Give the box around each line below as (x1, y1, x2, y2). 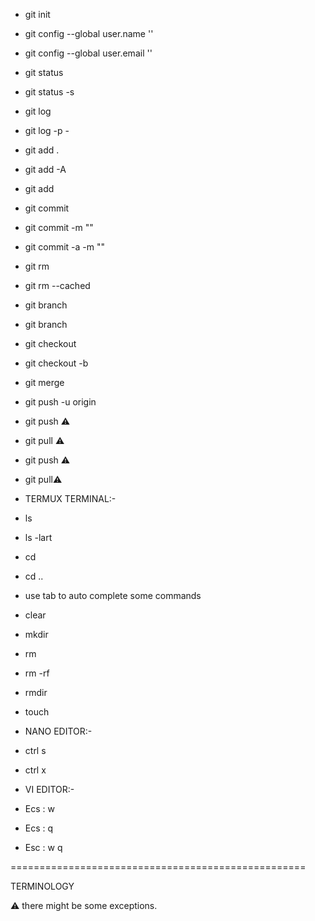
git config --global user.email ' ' (24, 47, 153, 59)
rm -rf (24, 667, 50, 679)
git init (24, 9, 51, 20)
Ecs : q (24, 822, 54, 834)
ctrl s (24, 745, 47, 756)
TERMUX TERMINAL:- (24, 493, 117, 504)
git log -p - (24, 125, 70, 136)
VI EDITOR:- (24, 784, 75, 795)
